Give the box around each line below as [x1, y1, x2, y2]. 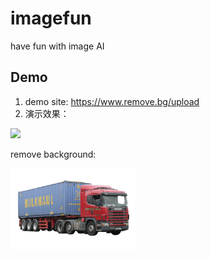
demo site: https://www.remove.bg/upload [24, 95, 200, 107]
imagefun [10, 7, 92, 30]
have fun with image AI [10, 40, 105, 52]
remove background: [10, 148, 97, 160]
